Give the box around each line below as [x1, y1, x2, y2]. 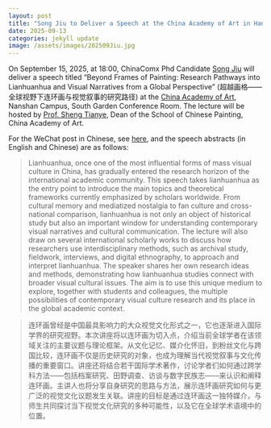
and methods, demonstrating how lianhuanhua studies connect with [27, 269, 254, 279]
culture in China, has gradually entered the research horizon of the [27, 167, 250, 177]
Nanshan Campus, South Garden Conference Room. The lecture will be [8, 102, 245, 111]
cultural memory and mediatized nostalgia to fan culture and [27, 201, 229, 210]
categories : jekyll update [8, 34, 99, 43]
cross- [230, 201, 252, 210]
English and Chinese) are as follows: [8, 143, 129, 152]
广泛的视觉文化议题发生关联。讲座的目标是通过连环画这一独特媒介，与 [27, 391, 262, 401]
